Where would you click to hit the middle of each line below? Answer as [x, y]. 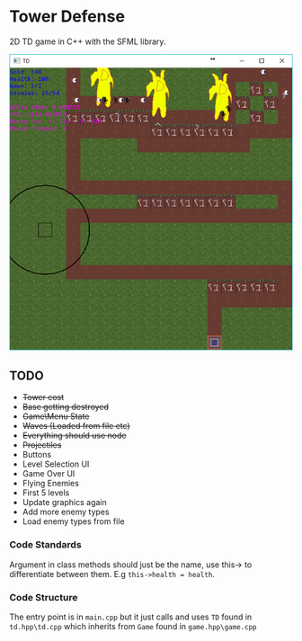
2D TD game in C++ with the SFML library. [88, 41]
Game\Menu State [56, 416]
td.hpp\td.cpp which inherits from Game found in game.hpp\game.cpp [133, 626]
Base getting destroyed [66, 407]
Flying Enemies [50, 484]
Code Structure [44, 597]
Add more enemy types [66, 512]
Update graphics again [65, 503]
